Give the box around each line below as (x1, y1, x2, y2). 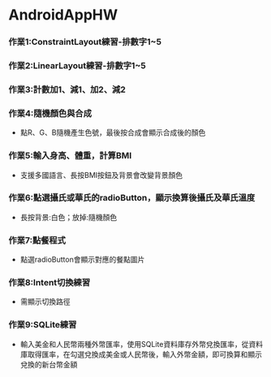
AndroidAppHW (8, 6, 118, 24)
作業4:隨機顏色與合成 (8, 107, 92, 119)
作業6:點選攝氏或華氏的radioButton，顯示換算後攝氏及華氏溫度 (8, 193, 256, 204)
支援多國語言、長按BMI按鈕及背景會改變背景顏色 (19, 170, 183, 180)
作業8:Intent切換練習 (8, 277, 91, 288)
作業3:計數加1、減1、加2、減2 (8, 84, 126, 95)
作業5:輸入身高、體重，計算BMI (8, 150, 132, 162)
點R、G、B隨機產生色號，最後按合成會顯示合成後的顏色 (19, 128, 206, 137)
